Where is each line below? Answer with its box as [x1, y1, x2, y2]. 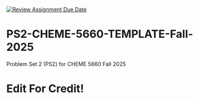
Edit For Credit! [6, 82, 84, 96]
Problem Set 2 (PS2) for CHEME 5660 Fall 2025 [6, 60, 126, 67]
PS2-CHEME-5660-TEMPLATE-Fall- [6, 28, 194, 41]
